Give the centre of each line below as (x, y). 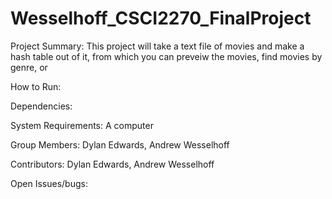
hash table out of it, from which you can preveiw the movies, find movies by (166, 56)
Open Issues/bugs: (49, 183)
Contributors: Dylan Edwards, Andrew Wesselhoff (112, 164)
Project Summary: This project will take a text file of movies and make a (157, 46)
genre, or (29, 67)
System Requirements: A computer (82, 125)
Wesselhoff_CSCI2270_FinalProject (161, 18)
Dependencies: (41, 106)
